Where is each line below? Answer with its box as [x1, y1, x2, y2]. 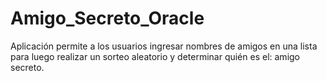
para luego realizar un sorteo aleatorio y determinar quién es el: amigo [10, 50, 300, 62]
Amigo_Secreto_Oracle [10, 7, 205, 30]
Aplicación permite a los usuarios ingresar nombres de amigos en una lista [10, 40, 318, 52]
